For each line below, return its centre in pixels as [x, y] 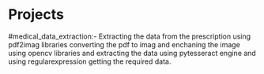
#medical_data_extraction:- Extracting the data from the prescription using [130, 36]
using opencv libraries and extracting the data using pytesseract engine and [132, 53]
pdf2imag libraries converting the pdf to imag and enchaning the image [124, 44]
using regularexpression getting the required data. [90, 61]
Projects [36, 15]
